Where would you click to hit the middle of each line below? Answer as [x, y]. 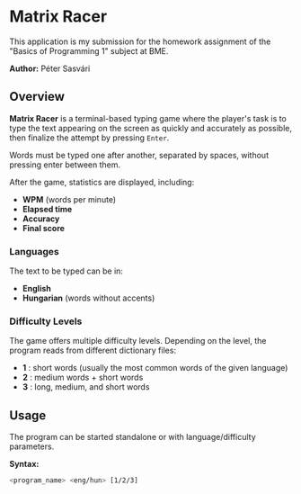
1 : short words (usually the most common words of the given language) [155, 368]
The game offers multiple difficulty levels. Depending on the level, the [138, 341]
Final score [44, 228]
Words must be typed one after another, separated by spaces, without [139, 155]
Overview [37, 97]
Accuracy [41, 219]
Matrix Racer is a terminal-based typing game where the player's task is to [148, 118]
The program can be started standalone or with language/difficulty [133, 437]
